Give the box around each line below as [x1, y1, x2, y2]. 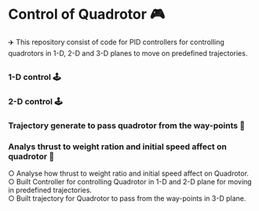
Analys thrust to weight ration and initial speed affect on [8, 141, 228, 152]
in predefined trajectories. [8, 185, 93, 195]
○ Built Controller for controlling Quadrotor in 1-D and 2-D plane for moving [8, 177, 253, 187]
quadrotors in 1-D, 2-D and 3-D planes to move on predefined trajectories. [8, 48, 248, 58]
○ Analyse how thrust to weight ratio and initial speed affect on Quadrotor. [8, 169, 250, 178]
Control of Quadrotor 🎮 [8, 5, 166, 24]
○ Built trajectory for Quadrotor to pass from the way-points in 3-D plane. [8, 194, 246, 203]
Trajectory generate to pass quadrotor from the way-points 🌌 [8, 120, 246, 131]
